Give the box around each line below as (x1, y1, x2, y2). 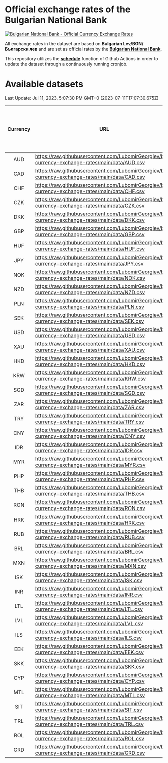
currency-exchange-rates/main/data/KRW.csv (35, 375, 146, 382)
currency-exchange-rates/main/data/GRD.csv (35, 749, 145, 756)
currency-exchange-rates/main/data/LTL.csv (35, 605, 143, 612)
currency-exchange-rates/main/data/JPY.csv (35, 260, 144, 267)
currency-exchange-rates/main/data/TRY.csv (35, 418, 144, 425)
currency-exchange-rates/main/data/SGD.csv (35, 389, 145, 396)
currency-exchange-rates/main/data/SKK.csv (35, 663, 145, 670)
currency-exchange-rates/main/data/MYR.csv (35, 461, 146, 468)
